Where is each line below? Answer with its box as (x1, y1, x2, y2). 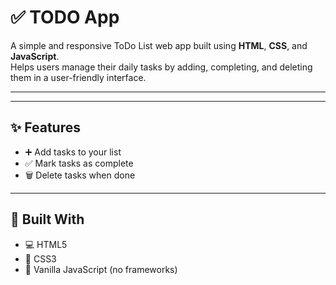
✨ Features (10, 119, 81, 136)
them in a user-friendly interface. (10, 71, 147, 83)
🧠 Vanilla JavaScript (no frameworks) (24, 263, 178, 275)
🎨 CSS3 (24, 252, 57, 265)
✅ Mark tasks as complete (24, 157, 134, 169)
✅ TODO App (10, 6, 120, 29)
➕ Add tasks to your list (24, 146, 122, 158)
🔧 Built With (10, 211, 85, 228)
